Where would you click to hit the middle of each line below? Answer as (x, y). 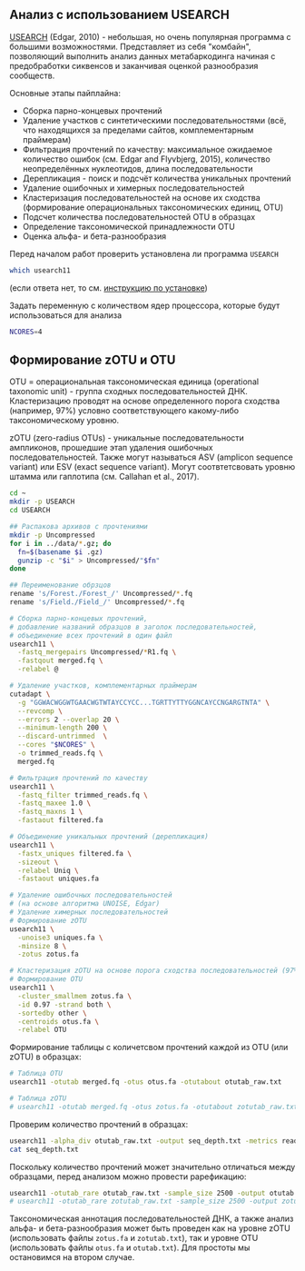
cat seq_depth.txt (44, 1149)
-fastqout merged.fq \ (60, 661)
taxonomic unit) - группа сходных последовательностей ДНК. (128, 392)
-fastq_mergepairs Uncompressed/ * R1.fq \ (97, 652)
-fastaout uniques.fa (59, 879)
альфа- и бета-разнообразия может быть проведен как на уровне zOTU (150, 1228)
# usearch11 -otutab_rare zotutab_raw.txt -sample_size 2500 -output (144, 1201)
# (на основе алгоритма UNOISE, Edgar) (85, 904)
